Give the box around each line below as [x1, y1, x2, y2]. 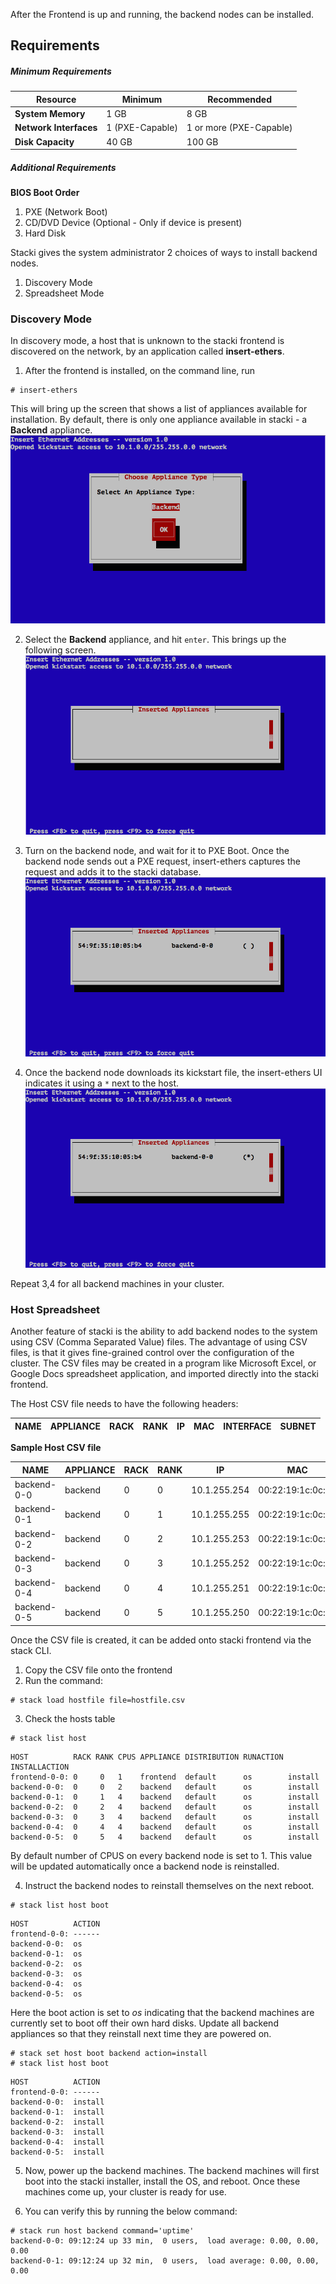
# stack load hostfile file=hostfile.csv [10, 1695, 186, 1705]
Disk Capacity [14, 135, 75, 148]
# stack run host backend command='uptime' [10, 2225, 195, 2236]
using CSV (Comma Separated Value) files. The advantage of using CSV [10, 1336, 308, 1348]
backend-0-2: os [10, 1959, 83, 1969]
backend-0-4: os [10, 1979, 83, 1989]
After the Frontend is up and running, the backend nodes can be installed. [10, 9, 315, 20]
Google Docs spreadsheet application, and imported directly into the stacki [10, 1368, 320, 1380]
